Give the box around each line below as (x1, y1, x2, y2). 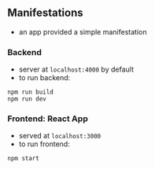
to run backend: (18, 73, 71, 83)
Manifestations (7, 6, 83, 20)
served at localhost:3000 (18, 131, 101, 141)
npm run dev (7, 95, 46, 103)
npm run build (7, 88, 54, 97)
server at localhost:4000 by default (18, 64, 135, 74)
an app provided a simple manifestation (18, 27, 147, 36)
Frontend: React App (7, 113, 88, 124)
